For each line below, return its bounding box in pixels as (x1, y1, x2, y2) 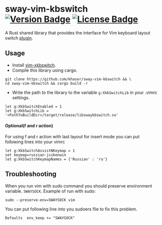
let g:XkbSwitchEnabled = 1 (5, 104, 62, 109)
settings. (12, 94, 30, 100)
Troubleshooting (5, 170, 57, 178)
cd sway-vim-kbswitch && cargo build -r (5, 81, 89, 86)
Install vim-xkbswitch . (12, 62, 56, 68)
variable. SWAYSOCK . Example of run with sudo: (5, 188, 96, 194)
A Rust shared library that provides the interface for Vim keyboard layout (5, 30, 150, 36)
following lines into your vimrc (5, 139, 65, 145)
